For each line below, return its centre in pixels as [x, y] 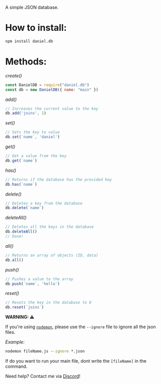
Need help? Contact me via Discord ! [43, 376]
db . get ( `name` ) [21, 161]
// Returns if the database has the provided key [59, 179]
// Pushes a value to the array [39, 279]
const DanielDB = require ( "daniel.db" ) [47, 85]
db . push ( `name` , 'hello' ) [32, 284]
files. [10, 332]
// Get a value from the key [36, 156]
